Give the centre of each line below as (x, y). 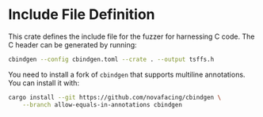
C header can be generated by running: (72, 44)
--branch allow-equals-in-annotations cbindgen (102, 104)
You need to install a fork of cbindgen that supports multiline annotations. (127, 74)
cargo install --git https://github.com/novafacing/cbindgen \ (115, 97)
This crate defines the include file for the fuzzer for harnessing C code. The (131, 36)
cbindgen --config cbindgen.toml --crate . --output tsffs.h (111, 59)
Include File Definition (82, 15)
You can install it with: (44, 83)
